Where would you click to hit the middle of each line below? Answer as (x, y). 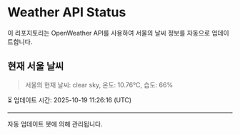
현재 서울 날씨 (36, 66)
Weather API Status (67, 12)
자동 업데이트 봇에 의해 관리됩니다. (55, 124)
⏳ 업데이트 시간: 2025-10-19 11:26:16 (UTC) (70, 99)
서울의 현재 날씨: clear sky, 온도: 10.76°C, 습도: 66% (99, 85)
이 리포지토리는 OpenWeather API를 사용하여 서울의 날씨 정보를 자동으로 (109, 33)
